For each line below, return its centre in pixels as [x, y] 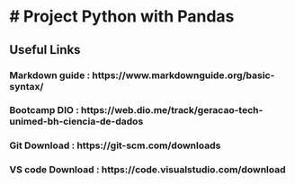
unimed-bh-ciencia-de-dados [76, 121]
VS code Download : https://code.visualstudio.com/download [147, 170]
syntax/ [27, 86]
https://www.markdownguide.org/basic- [183, 75]
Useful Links [45, 50]
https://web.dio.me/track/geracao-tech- [172, 110]
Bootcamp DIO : [44, 110]
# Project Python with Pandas [122, 17]
